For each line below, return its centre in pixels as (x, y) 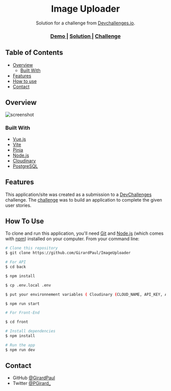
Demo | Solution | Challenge (85, 36)
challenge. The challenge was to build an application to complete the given (84, 200)
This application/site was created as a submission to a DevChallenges (78, 194)
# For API (16, 262)
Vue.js (19, 139)
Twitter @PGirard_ (32, 383)
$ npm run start (22, 303)
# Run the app (20, 345)
